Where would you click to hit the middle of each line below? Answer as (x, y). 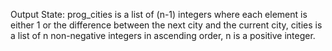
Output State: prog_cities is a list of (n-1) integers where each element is (159, 14)
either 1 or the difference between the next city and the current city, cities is (166, 25)
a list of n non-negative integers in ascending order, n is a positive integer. (163, 35)
